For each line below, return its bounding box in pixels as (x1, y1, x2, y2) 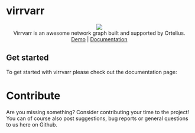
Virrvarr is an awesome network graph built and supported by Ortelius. (13, 29, 186, 36)
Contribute (6, 89, 61, 102)
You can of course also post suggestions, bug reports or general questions (6, 115, 188, 122)
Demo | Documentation (70, 35, 128, 42)
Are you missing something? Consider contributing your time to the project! (6, 108, 190, 115)
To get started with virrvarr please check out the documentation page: (6, 68, 177, 75)
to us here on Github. (6, 121, 58, 128)
